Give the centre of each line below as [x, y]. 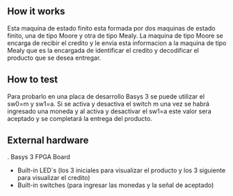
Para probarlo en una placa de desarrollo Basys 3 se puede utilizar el [106, 96]
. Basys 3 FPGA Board [39, 157]
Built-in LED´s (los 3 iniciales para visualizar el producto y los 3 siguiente [121, 170]
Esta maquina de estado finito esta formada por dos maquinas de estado [111, 28]
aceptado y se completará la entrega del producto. [80, 118]
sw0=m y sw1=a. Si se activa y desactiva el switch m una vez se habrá [109, 104]
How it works [36, 11]
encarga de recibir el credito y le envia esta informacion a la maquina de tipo [117, 43]
